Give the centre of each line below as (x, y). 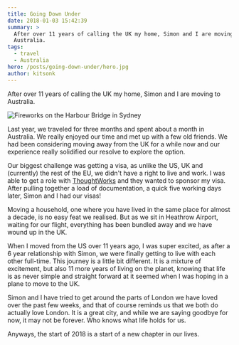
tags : (15, 47)
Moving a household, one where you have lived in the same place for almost (119, 209)
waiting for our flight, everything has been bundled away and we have (110, 224)
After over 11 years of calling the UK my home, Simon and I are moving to (114, 94)
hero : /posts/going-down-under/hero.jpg (68, 67)
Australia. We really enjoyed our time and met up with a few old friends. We (117, 137)
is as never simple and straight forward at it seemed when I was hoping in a (118, 276)
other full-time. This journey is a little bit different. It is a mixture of (104, 261)
